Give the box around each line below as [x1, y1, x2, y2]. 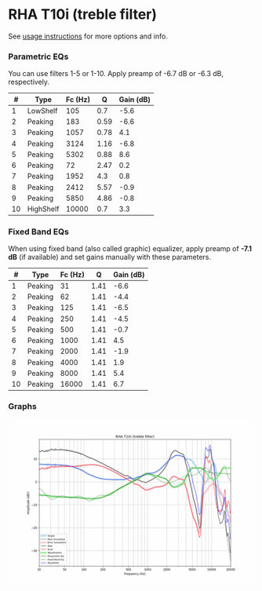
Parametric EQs [8, 51, 69, 62]
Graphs [8, 401, 37, 412]
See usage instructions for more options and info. [8, 31, 169, 41]
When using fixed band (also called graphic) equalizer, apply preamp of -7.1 [8, 244, 253, 254]
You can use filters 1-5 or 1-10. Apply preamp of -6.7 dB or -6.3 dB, [8, 69, 224, 78]
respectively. [8, 77, 49, 87]
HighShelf [27, 204, 60, 213]
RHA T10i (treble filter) [8, 5, 158, 24]
